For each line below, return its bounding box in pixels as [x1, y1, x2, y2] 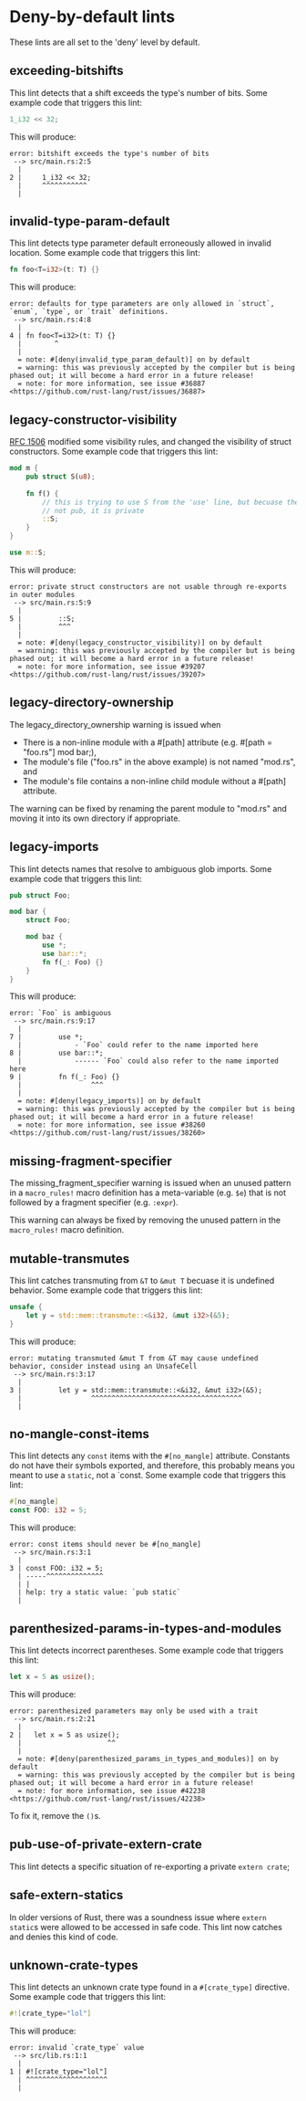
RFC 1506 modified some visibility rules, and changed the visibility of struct [9, 436, 292, 447]
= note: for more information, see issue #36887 [17, 379, 206, 389]
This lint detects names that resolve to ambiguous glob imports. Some [9, 863, 272, 874]
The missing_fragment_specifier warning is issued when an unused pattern [9, 1178, 291, 1189]
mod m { [9, 464, 39, 473]
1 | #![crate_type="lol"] [9, 2067, 107, 2076]
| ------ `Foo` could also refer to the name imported [17, 1056, 280, 1066]
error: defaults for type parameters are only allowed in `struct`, [9, 299, 275, 309]
